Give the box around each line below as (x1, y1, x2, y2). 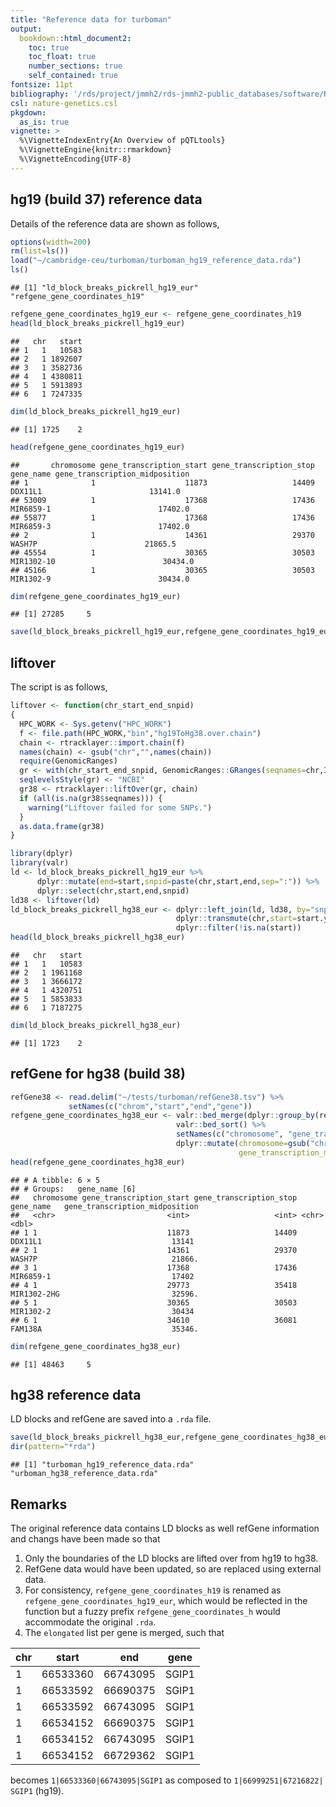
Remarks (10, 1496, 68, 1513)
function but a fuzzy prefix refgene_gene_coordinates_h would (24, 1605, 281, 1617)
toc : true (28, 42, 70, 53)
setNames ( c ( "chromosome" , (175, 1129, 284, 1140)
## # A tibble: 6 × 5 (10, 1175, 101, 1185)
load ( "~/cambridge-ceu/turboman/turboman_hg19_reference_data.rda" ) (10, 256, 302, 266)
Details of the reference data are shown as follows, (10, 217, 220, 230)
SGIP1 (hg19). (10, 1784, 65, 1796)
